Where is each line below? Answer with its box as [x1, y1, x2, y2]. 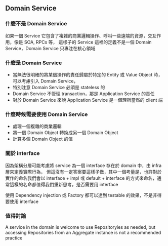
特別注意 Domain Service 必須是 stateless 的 [12, 84, 105, 90]
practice [5, 235, 23, 241]
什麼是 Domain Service [5, 59, 62, 66]
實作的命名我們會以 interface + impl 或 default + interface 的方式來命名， [5, 175, 157, 181]
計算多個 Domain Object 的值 [12, 136, 73, 142]
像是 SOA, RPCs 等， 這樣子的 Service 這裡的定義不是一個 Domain [14, 39, 152, 45]
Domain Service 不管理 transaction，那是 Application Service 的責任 [12, 91, 155, 97]
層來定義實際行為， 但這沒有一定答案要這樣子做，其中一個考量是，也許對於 [5, 169, 162, 175]
